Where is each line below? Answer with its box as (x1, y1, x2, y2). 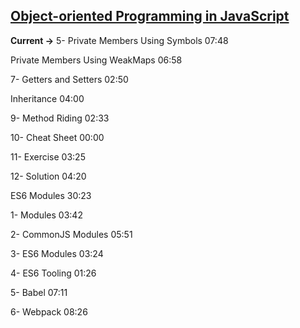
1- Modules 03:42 (10, 209, 83, 221)
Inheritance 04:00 (10, 92, 85, 104)
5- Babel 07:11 (10, 286, 68, 298)
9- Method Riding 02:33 (10, 112, 110, 124)
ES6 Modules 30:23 (10, 189, 92, 201)
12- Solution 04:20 (10, 170, 87, 182)
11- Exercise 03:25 (10, 150, 86, 163)
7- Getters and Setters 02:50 (10, 73, 129, 85)
